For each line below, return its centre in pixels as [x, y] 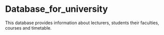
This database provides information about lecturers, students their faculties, [82, 23]
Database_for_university [57, 9]
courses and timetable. [28, 28]
